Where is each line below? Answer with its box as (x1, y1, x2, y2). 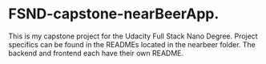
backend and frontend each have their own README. (8, 48, 184, 58)
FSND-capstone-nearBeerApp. (8, 5, 220, 23)
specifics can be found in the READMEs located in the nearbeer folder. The (8, 39, 256, 49)
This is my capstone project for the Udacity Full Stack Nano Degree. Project (8, 31, 258, 41)
